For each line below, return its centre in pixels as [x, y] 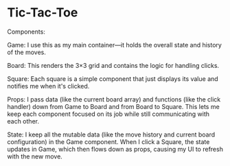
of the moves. [27, 52]
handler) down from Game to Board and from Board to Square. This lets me [113, 106]
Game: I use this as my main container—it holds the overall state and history [114, 45]
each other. [23, 121]
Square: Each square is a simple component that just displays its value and [113, 79]
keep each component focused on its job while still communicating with [108, 114]
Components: [26, 32]
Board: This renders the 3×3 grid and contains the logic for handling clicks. [113, 65]
